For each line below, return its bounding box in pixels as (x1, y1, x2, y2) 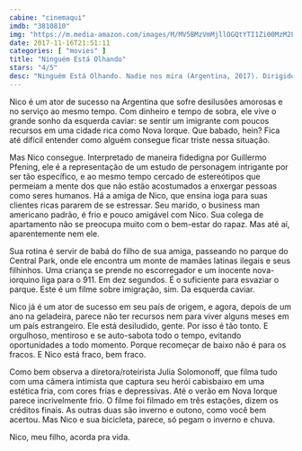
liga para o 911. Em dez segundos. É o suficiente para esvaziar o (41, 274, 280, 285)
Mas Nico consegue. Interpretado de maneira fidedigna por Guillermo (9, 152, 267, 163)
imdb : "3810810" (9, 22, 70, 31)
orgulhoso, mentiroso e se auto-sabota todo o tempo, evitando (9, 330, 242, 340)
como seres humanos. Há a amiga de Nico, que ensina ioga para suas (9, 190, 268, 200)
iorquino (9, 274, 40, 285)
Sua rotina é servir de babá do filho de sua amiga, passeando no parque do (9, 245, 289, 256)
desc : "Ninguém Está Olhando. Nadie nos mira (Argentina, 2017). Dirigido (9, 72, 296, 81)
